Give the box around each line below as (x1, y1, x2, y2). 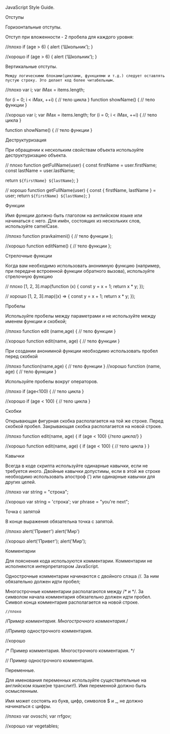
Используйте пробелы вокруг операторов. (5, 379, 98, 384)
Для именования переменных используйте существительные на (5, 677, 147, 683)
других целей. (5, 479, 36, 485)
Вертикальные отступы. (5, 64, 58, 69)
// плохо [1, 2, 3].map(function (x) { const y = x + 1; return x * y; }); (5, 284, 145, 289)
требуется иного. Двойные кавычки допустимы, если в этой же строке (5, 468, 160, 474)
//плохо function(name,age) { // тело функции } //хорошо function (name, (5, 363, 161, 369)
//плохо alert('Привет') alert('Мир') (5, 528, 80, 534)
